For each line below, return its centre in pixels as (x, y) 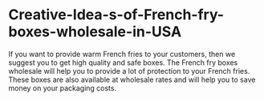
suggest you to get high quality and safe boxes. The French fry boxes (123, 63)
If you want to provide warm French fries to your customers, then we (122, 54)
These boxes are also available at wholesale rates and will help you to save (132, 79)
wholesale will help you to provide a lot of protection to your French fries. (129, 71)
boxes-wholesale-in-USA (95, 32)
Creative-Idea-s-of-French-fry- (116, 15)
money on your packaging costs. (63, 88)
